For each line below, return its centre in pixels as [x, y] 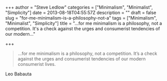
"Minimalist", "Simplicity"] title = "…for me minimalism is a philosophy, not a [84, 23]
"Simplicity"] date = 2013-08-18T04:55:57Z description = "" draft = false [81, 13]
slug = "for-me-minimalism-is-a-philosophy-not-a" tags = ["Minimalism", [81, 18]
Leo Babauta [18, 74]
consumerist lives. [37, 64]
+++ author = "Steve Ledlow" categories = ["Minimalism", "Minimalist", [79, 7]
